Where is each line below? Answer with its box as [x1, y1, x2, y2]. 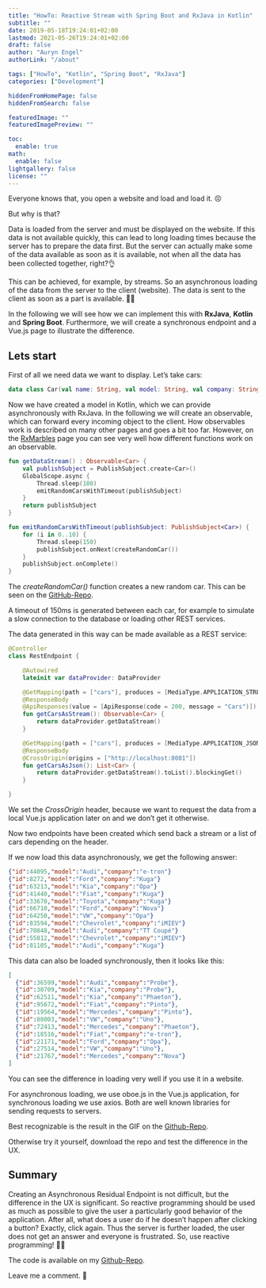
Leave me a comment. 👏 [8, 1271, 87, 1280]
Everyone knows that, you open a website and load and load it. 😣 [8, 194, 222, 203]
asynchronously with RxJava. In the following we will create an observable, [8, 408, 253, 418]
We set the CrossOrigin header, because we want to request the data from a [8, 805, 257, 815]
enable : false [15, 157, 62, 165]
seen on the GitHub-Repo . [8, 590, 93, 600]
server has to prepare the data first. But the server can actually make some [8, 241, 253, 251]
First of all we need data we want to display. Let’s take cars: [8, 370, 203, 380]
